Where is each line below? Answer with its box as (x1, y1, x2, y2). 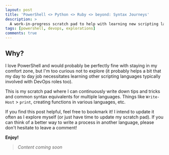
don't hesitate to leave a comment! (5, 124, 77, 130)
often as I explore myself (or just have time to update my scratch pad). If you (5, 114, 163, 120)
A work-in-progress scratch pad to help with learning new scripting (10, 21, 158, 27)
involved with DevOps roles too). (5, 78, 73, 84)
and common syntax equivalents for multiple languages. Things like (5, 93, 145, 99)
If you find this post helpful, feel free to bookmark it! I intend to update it (5, 108, 154, 114)
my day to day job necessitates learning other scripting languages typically (5, 73, 161, 79)
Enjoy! (5, 134, 19, 140)
